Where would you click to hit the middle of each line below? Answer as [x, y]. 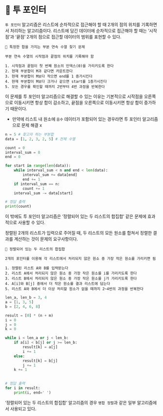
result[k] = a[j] [40, 347]
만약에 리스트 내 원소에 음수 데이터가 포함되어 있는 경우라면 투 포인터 [77, 119]
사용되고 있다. [23, 409]
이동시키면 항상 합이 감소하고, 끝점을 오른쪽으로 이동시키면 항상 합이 [78, 102]
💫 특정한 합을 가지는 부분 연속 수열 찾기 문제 [45, 47]
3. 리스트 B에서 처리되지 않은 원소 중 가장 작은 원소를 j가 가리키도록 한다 [71, 279]
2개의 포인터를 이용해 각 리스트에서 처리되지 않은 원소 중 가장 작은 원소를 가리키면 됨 [81, 259]
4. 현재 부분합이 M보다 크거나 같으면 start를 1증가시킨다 [56, 81]
